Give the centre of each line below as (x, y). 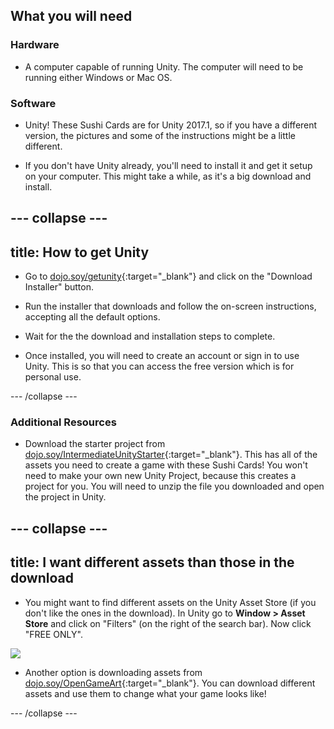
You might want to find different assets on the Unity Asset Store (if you (170, 602)
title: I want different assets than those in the (152, 562)
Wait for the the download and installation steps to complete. (150, 336)
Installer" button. (59, 287)
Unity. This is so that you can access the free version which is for (159, 366)
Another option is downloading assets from (113, 672)
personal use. (53, 377)
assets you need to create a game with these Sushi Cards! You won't (166, 465)
